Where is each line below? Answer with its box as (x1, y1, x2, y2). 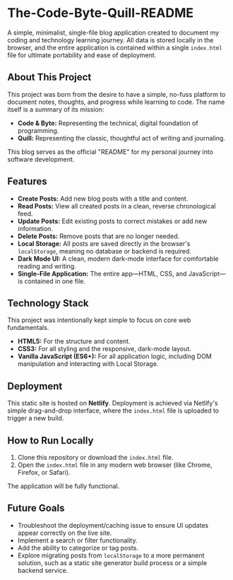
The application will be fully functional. (7, 482, 120, 490)
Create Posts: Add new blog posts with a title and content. (17, 194, 189, 203)
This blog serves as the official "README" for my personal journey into (7, 147, 214, 156)
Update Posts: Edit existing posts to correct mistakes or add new (17, 217, 208, 225)
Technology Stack (7, 297, 89, 309)
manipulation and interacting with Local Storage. (17, 360, 159, 368)
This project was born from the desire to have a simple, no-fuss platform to (7, 90, 226, 98)
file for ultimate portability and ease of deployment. (7, 51, 157, 59)
